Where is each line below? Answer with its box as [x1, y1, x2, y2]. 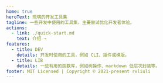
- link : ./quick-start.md [11, 30, 75, 36]
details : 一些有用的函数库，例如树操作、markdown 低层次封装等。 [16, 63, 160, 69]
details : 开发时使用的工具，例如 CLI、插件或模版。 [16, 52, 130, 58]
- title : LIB [11, 57, 43, 63]
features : [6, 41, 30, 47]
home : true [6, 8, 33, 15]
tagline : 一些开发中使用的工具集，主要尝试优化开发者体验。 [6, 19, 135, 25]
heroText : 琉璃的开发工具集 [6, 14, 67, 20]
